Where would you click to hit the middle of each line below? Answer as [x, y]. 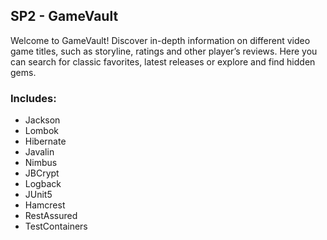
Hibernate [45, 141]
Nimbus [41, 163]
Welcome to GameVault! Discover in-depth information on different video [160, 40]
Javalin [39, 152]
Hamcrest [45, 205]
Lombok [42, 131]
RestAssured [51, 216]
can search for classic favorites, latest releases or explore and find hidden [163, 61]
